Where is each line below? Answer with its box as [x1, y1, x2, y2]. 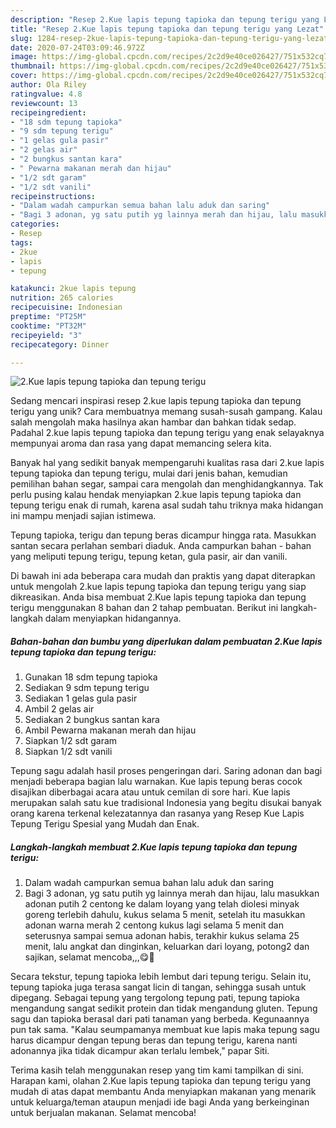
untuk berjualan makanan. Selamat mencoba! [10, 1107, 197, 1119]
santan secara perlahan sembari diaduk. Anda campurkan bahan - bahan [10, 540, 312, 552]
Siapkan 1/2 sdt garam [24, 735, 118, 747]
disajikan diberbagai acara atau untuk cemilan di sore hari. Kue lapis [10, 786, 291, 798]
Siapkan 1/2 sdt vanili [24, 746, 113, 758]
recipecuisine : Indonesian [10, 302, 123, 313]
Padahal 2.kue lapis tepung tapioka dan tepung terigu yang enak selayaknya [10, 427, 325, 439]
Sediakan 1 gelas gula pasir [24, 692, 138, 705]
